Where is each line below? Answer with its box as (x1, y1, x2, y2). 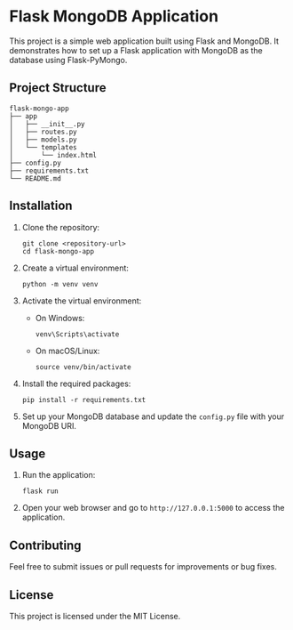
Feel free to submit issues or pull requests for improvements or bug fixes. (9, 561, 277, 572)
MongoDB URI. (21, 420, 77, 431)
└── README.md (9, 174, 62, 183)
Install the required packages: (21, 378, 131, 389)
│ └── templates (9, 142, 77, 152)
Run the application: (21, 470, 96, 481)
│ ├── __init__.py (9, 119, 86, 128)
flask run (21, 487, 59, 496)
